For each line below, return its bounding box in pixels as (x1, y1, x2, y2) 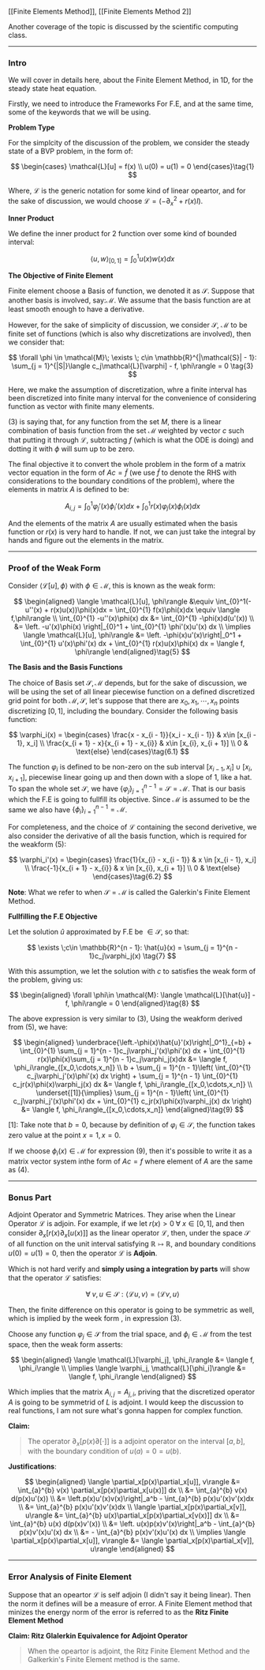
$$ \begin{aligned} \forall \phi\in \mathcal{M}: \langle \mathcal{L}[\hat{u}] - (9, 991, 256, 1000)
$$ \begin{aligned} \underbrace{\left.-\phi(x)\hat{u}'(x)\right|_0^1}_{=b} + (13, 1038, 252, 1048)
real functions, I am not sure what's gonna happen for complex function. (8, 1405, 243, 1415)
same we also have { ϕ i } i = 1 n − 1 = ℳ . (8, 803, 128, 816)
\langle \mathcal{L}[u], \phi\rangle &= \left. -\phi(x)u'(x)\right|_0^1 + (23, 630, 242, 639)
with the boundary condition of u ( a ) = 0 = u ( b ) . (27, 1446, 181, 1456)
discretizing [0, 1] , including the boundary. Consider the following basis (8, 706, 238, 716)
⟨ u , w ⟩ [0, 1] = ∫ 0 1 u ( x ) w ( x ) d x (90, 252, 175, 265)
